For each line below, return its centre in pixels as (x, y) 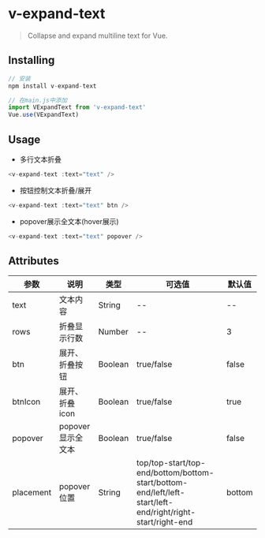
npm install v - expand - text (52, 86)
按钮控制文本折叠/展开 (56, 190)
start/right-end (165, 522)
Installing (32, 60)
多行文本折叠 (40, 159)
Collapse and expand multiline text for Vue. (97, 35)
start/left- (155, 503)
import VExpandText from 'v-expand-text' (77, 107)
